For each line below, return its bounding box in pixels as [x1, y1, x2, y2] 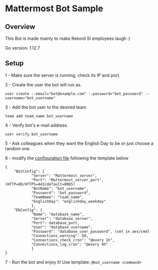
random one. [5, 145, 31, 151]
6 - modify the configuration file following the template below [5, 155, 129, 161]
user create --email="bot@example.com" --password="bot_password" [5, 91, 143, 96]
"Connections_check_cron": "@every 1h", [31, 238, 115, 243]
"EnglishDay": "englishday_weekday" [31, 199, 106, 204]
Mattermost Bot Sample [5, 3, 104, 14]
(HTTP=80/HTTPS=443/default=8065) [5, 182, 76, 187]
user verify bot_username [5, 132, 58, 136]
